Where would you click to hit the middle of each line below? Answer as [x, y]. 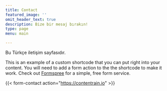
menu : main [17, 34]
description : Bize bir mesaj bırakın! [47, 24]
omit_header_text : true [31, 19]
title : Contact [22, 10]
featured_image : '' [26, 15]
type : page [17, 29]
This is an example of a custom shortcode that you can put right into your [83, 62]
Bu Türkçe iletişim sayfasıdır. [35, 52]
